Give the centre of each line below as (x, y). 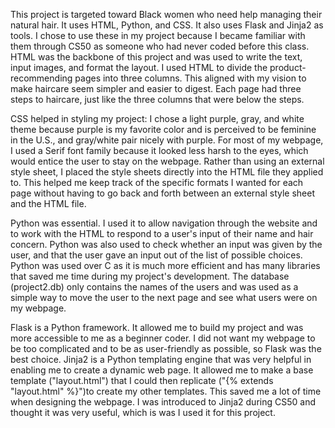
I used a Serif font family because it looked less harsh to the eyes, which (159, 150)
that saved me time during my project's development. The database (150, 276)
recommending (41, 78)
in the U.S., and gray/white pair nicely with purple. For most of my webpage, (167, 140)
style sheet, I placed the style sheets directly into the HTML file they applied (167, 172)
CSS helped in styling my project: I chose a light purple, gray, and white (157, 118)
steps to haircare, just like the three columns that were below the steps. (157, 99)
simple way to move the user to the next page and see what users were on (164, 297)
